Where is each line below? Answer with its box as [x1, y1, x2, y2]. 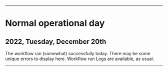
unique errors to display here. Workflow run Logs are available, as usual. [5, 56, 154, 62]
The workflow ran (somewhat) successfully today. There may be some [5, 51, 151, 56]
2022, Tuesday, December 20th [5, 37, 106, 46]
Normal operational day [5, 18, 105, 29]
